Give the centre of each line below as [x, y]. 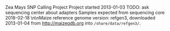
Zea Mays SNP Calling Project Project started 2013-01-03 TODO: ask [77, 7]
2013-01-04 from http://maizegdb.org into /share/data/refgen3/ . [73, 23]
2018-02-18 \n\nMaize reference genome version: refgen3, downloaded [80, 18]
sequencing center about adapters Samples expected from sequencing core [85, 12]
